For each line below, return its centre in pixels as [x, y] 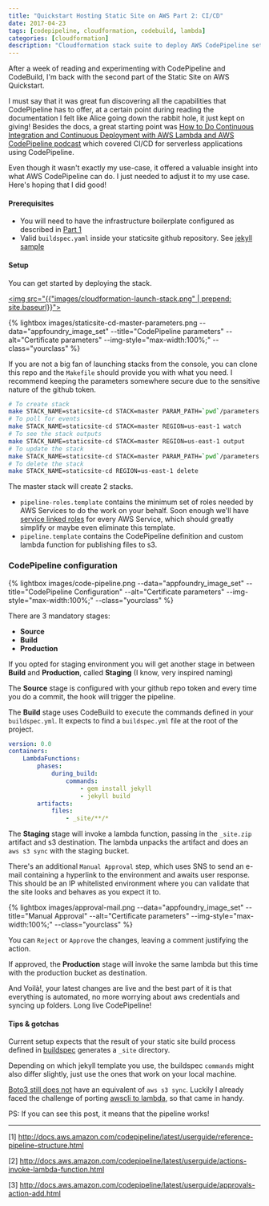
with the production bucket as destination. [78, 973]
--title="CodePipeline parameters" [167, 331]
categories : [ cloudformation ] [59, 38]
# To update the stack [46, 449]
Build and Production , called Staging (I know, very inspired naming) [121, 672]
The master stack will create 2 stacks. [71, 487]
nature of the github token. [52, 389]
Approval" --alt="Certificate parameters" [122, 916]
